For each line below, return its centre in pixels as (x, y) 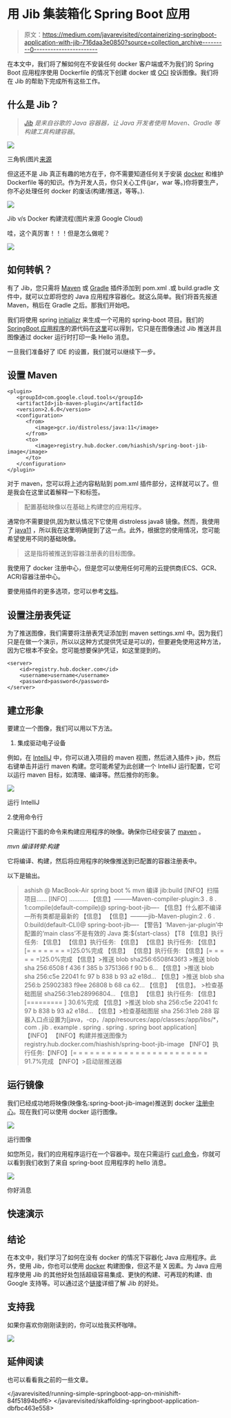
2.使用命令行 (25, 817)
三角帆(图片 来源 (30, 159)
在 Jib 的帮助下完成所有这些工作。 (56, 81)
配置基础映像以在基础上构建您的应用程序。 (84, 507)
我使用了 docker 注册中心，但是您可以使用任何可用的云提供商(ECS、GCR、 (114, 568)
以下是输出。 (25, 875)
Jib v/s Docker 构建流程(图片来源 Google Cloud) (75, 219)
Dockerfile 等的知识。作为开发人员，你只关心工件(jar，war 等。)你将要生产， (114, 182)
